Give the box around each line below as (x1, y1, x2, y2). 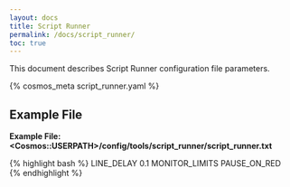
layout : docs (9, 13, 59, 23)
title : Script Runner (9, 22, 91, 31)
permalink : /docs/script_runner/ (9, 30, 136, 39)
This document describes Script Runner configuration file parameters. (9, 63, 270, 74)
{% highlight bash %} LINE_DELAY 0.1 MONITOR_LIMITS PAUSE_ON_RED (9, 158, 282, 169)
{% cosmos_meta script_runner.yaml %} (9, 80, 160, 91)
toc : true (9, 38, 47, 48)
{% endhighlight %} (9, 168, 83, 179)
